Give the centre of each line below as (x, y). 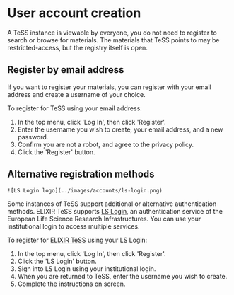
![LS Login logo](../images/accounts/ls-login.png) (85, 190)
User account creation (74, 13)
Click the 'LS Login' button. (57, 261)
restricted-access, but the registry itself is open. (78, 47)
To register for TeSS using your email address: (75, 108)
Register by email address (66, 70)
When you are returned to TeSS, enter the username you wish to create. (122, 276)
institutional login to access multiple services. (74, 226)
